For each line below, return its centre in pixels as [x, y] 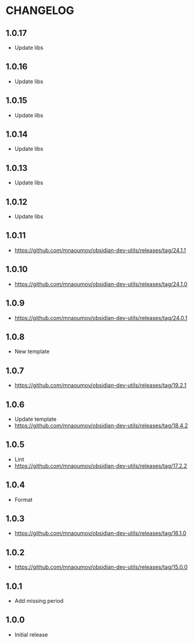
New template [32, 352]
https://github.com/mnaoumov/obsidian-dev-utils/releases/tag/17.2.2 [101, 465]
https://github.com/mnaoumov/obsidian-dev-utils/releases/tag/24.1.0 [101, 284]
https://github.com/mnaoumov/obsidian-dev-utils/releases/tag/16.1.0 [100, 534]
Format [23, 499]
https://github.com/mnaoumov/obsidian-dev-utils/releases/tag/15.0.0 [101, 567]
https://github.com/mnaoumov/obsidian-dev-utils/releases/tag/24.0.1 [101, 318]
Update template [36, 419]
